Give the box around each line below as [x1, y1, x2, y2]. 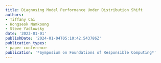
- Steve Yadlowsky [5, 26, 44, 31]
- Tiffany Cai [5, 17, 36, 22]
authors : [5, 12, 24, 17]
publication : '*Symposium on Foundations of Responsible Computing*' [5, 50, 157, 55]
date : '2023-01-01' [5, 31, 47, 36]
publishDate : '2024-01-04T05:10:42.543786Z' [5, 36, 102, 41]
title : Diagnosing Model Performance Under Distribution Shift [5, 7, 143, 13]
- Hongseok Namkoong [5, 21, 50, 27]
